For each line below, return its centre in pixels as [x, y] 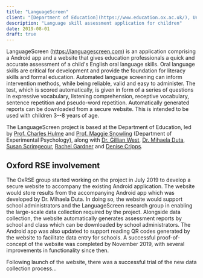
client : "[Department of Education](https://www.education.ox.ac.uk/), [98, 17]
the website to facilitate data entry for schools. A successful [81, 237]
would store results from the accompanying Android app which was [91, 192]
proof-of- [169, 237]
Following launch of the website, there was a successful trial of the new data [102, 262]
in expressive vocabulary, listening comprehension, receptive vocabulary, [98, 96]
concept [17, 244]
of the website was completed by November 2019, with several [106, 244]
